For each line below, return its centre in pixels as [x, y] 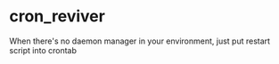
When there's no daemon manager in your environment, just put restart [139, 41]
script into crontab [43, 50]
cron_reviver [57, 16]
